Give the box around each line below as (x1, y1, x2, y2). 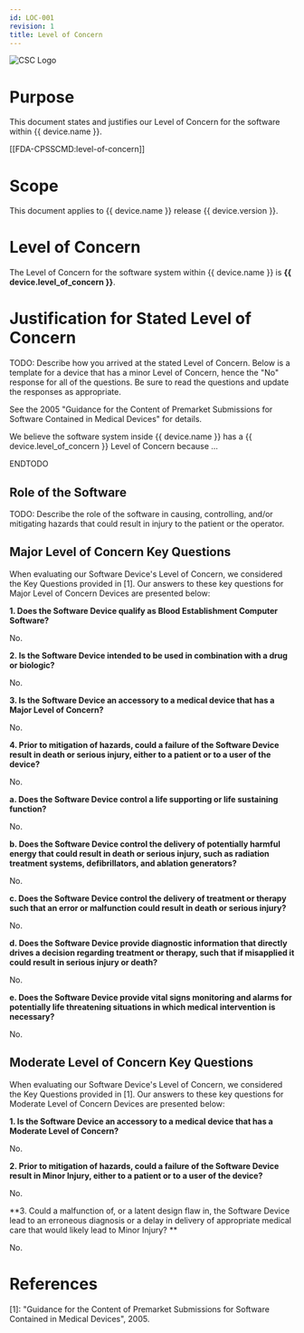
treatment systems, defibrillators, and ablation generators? (9, 858, 237, 868)
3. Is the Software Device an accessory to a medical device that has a (9, 695, 275, 705)
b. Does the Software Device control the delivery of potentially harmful (9, 839, 280, 849)
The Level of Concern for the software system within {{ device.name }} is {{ (9, 267, 292, 278)
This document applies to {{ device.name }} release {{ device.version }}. (9, 206, 279, 216)
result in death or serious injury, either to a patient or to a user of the (9, 749, 271, 760)
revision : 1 (9, 22, 54, 31)
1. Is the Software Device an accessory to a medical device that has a (9, 1116, 273, 1127)
